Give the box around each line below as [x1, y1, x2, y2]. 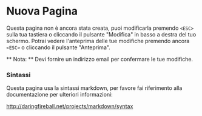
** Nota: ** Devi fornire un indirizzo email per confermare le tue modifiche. [6, 55, 193, 63]
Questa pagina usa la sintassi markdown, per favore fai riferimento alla [6, 84, 183, 92]
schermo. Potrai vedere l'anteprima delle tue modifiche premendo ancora [6, 37, 190, 44]
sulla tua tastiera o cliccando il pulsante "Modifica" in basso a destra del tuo [6, 30, 197, 38]
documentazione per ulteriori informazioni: [6, 91, 113, 98]
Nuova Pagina [6, 4, 78, 18]
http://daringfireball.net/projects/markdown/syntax [6, 103, 133, 110]
